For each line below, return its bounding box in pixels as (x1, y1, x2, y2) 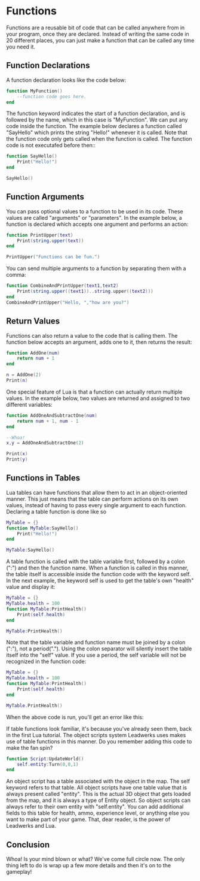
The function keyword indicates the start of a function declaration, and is (6, 110, 186, 117)
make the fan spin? (6, 744, 53, 751)
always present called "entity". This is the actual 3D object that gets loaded (6, 791, 191, 798)
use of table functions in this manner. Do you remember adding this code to (6, 738, 192, 745)
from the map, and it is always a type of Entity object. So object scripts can (6, 797, 191, 804)
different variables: (6, 401, 53, 408)
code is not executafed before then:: (6, 142, 96, 149)
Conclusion (6, 840, 50, 850)
